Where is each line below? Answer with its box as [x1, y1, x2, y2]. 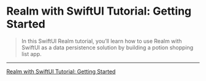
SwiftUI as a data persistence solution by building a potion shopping [21, 44, 194, 51]
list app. [21, 50, 42, 57]
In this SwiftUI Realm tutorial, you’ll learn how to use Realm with [21, 37, 182, 44]
